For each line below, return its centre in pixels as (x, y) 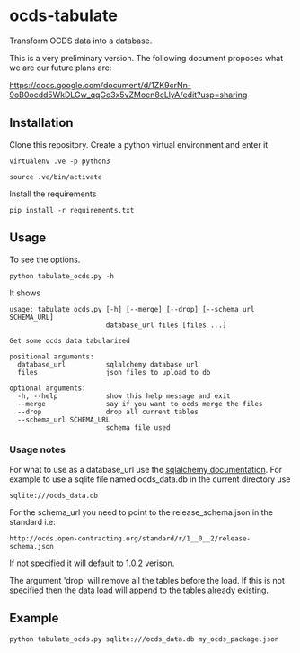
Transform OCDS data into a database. (81, 41)
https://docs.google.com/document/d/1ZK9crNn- (100, 85)
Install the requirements (53, 194)
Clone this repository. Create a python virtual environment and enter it (139, 144)
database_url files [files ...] (166, 325)
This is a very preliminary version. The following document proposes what (146, 58)
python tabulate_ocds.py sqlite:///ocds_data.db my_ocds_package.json (144, 639)
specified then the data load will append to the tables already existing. (139, 590)
